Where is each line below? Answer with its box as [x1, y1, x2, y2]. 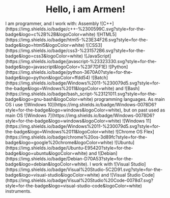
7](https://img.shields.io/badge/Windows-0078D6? [47, 112, 155, 118]
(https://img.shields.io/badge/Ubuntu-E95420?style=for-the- [5, 145, 133, 151]
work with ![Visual [92, 161, 130, 167]
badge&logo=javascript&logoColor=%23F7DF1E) [5, 64, 108, 70]
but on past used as [123, 107, 165, 113]
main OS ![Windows [5, 112, 47, 118]
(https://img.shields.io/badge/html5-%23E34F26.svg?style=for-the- [5, 37, 149, 43]
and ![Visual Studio [101, 172, 141, 178]
